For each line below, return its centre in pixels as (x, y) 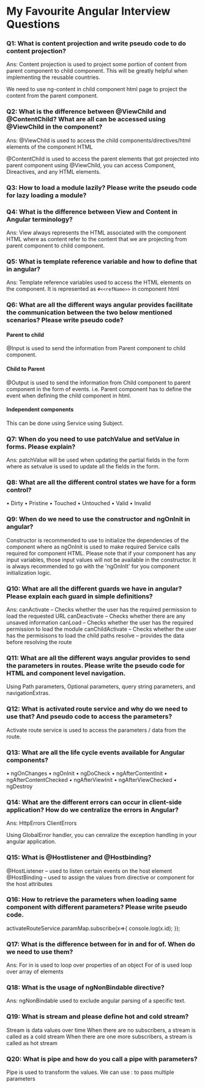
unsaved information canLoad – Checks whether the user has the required (100, 623)
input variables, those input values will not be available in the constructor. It (101, 560)
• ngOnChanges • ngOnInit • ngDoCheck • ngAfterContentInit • (87, 773)
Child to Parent (26, 369)
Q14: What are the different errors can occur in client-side (94, 802)
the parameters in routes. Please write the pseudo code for (95, 666)
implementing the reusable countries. (53, 77)
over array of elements (35, 972)
